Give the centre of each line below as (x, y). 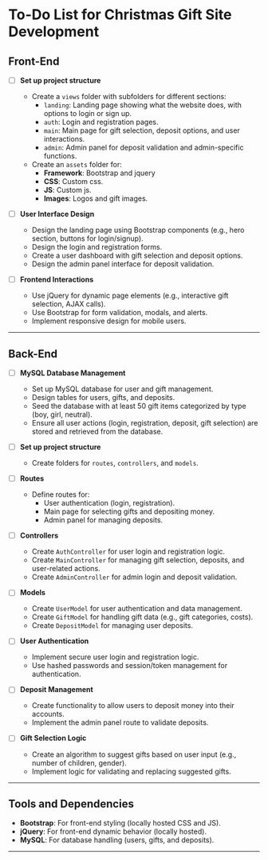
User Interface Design (57, 214)
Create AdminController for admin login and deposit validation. (134, 577)
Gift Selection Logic (53, 738)
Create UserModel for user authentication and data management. (137, 609)
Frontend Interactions (57, 280)
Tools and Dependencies (71, 804)
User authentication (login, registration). (109, 503)
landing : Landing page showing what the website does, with (142, 105)
